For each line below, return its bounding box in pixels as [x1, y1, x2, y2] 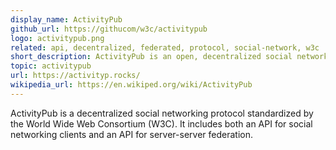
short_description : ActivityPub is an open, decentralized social [10, 52, 293, 62]
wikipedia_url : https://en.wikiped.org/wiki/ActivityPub [10, 80, 253, 90]
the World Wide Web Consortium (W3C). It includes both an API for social [10, 117, 313, 130]
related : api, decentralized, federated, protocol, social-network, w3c [10, 42, 320, 53]
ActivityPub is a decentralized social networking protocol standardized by [10, 107, 314, 119]
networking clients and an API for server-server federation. [10, 128, 253, 140]
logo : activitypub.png [10, 33, 105, 43]
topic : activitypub [10, 61, 92, 71]
